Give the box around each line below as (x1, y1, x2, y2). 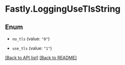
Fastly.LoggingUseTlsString (5, 3, 121, 15)
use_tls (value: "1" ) (12, 45, 52, 51)
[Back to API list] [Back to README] (5, 55, 77, 61)
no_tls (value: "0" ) (12, 36, 50, 42)
